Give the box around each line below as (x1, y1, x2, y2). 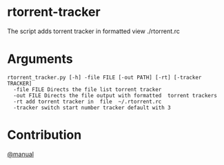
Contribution (7, 127, 82, 143)
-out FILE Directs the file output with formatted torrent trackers (13, 92, 217, 99)
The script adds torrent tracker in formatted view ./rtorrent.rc (7, 27, 181, 35)
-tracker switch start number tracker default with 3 (13, 104, 171, 111)
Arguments (7, 51, 74, 67)
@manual (7, 150, 34, 158)
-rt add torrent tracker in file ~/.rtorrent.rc (13, 98, 162, 105)
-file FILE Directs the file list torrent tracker (13, 86, 162, 93)
